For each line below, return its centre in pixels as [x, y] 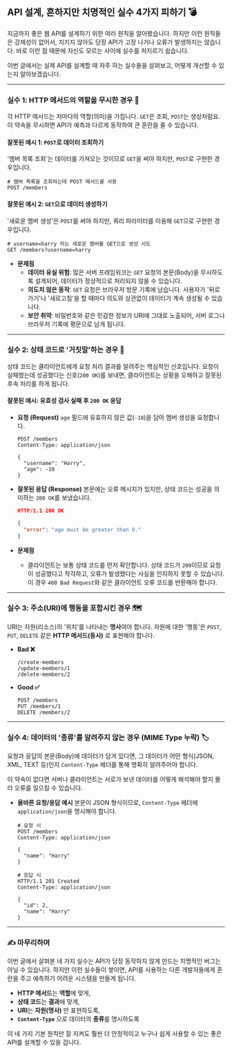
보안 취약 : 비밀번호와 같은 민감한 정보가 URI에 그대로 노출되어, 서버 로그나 [126, 315]
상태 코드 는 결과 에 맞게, [48, 1002]
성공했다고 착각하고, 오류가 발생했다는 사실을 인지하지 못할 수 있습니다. [130, 573]
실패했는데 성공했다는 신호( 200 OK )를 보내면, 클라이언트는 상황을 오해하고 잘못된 [115, 374]
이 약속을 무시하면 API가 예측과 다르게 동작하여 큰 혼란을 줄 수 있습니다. [103, 125]
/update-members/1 [43, 668]
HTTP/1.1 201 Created [48, 882]
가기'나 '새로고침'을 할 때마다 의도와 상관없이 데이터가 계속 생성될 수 [119, 298]
